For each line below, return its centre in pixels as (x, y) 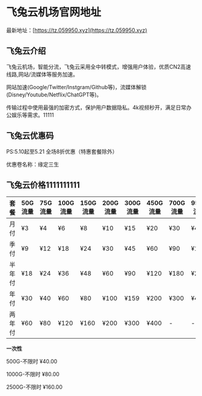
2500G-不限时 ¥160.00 (35, 387)
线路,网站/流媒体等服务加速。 (42, 74)
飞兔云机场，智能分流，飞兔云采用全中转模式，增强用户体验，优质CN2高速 (99, 66)
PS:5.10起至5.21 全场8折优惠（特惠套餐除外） (62, 151)
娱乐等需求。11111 (32, 115)
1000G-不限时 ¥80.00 (33, 374)
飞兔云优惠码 (30, 136)
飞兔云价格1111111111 (43, 185)
